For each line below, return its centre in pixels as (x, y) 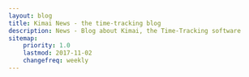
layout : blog (30, 16)
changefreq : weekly (56, 61)
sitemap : (23, 38)
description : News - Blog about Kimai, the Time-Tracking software (125, 30)
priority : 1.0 (47, 46)
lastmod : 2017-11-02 (58, 53)
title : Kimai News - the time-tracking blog (85, 23)
